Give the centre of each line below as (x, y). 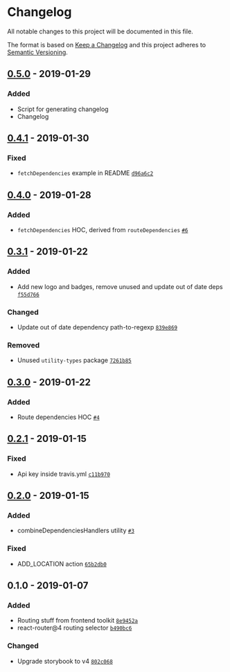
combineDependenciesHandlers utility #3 (76, 531)
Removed (24, 345)
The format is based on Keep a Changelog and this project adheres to (107, 44)
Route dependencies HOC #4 (59, 417)
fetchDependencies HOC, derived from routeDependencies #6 (103, 230)
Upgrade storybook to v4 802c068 (65, 661)
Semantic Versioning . (37, 52)
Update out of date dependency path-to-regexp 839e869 (97, 327)
